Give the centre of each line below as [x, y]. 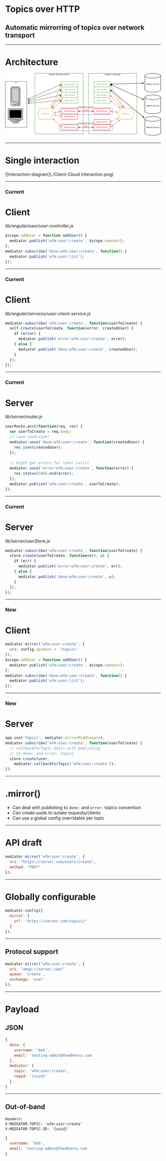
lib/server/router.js [24, 417]
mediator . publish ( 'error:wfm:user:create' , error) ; [72, 339]
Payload [22, 1009]
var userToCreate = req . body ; [41, 432]
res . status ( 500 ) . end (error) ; [44, 474]
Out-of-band [25, 1107]
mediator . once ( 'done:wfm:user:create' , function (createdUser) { [77, 442]
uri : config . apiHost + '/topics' [44, 649]
